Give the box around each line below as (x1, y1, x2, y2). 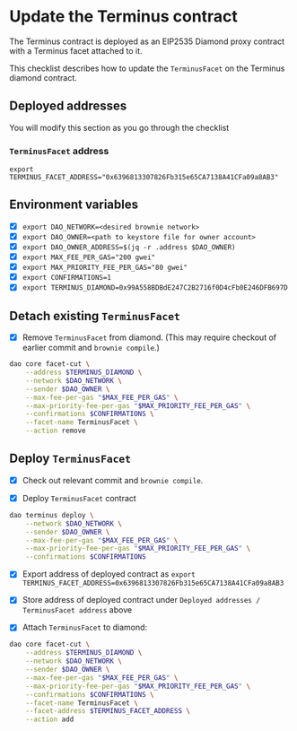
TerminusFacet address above (22, 605, 133, 615)
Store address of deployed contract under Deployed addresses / (22, 595, 260, 605)
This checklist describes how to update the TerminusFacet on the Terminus (9, 63, 285, 74)
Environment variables (9, 197, 139, 213)
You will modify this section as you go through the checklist (9, 122, 230, 133)
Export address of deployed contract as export (22, 569, 196, 579)
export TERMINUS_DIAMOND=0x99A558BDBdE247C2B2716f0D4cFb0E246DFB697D (22, 283, 289, 292)
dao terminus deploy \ (9, 510, 94, 519)
